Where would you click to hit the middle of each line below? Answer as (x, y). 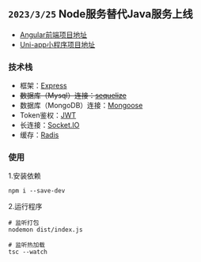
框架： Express (43, 86)
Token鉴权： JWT (48, 115)
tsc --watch (28, 252)
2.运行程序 (25, 207)
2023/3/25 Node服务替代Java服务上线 (100, 14)
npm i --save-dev (37, 191)
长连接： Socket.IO (49, 125)
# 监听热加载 (27, 245)
